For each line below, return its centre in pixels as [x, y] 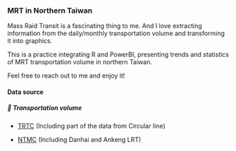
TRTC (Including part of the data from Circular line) [91, 126]
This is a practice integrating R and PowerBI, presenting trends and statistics [118, 54]
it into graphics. [30, 41]
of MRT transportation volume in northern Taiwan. [80, 62]
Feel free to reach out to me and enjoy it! [66, 75]
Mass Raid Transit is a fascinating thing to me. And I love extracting [105, 26]
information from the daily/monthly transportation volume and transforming [116, 33]
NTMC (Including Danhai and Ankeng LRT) [79, 139]
